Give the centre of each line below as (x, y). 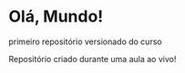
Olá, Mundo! (56, 17)
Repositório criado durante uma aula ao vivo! (92, 59)
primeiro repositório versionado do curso (85, 41)
